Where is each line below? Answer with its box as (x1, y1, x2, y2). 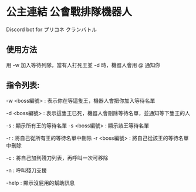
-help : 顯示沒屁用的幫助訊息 (6, 179, 75, 186)
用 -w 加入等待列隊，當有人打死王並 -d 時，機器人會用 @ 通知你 (6, 61, 161, 68)
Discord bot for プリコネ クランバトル (6, 26, 97, 33)
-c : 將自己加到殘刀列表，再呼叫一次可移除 (6, 154, 109, 161)
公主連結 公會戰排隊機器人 (6, 5, 132, 19)
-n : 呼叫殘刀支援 (6, 167, 47, 174)
